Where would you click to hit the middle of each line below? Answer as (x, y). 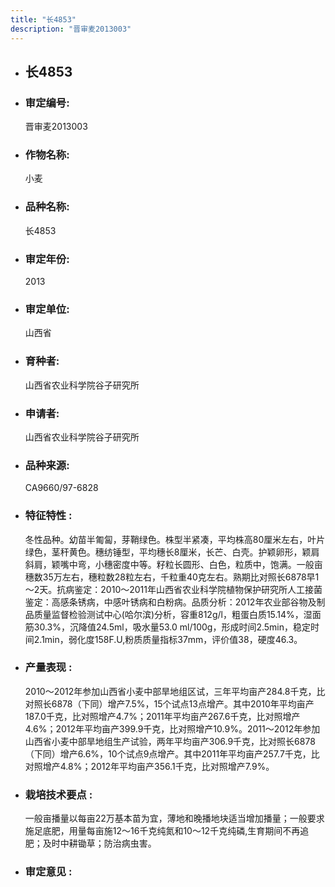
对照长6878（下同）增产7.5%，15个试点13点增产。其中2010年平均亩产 (169, 703)
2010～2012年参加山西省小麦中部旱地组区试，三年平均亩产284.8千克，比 (175, 691)
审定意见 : (48, 872)
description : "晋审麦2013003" (71, 29)
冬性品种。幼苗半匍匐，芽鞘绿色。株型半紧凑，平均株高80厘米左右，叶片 (175, 539)
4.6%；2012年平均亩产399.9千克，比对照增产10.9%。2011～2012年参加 (172, 728)
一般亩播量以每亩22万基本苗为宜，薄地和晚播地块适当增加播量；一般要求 (174, 818)
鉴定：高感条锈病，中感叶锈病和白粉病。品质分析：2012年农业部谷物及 (170, 602)
